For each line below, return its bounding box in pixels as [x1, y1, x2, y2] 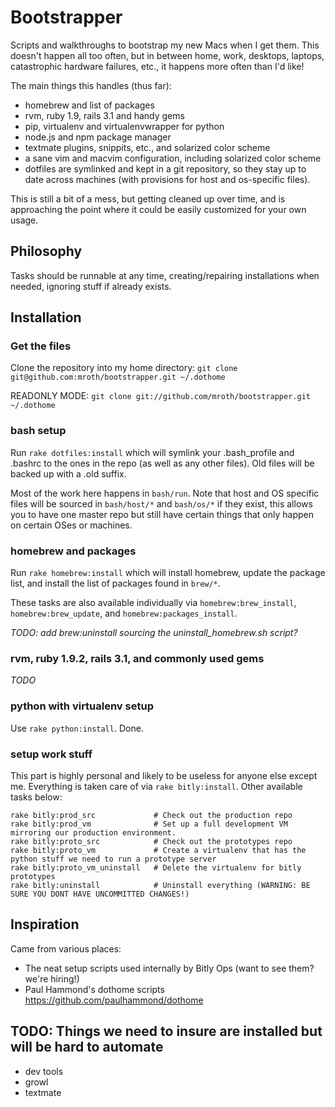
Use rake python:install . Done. [10, 722, 144, 734]
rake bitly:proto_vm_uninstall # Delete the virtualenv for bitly [10, 862, 302, 873]
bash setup [10, 424, 67, 438]
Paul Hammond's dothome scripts [24, 983, 165, 995]
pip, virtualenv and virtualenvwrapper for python [24, 120, 225, 132]
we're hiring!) [24, 972, 80, 985]
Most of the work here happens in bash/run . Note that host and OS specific [10, 487, 320, 499]
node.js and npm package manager [24, 131, 172, 143]
